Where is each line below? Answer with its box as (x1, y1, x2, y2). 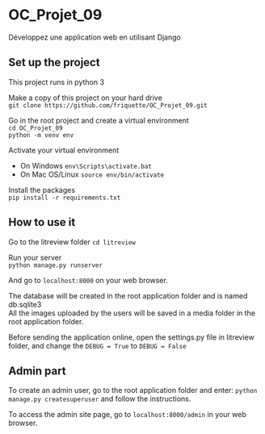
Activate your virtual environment (8, 145, 120, 155)
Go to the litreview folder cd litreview (8, 236, 136, 247)
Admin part (8, 364, 66, 378)
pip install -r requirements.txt (8, 194, 121, 202)
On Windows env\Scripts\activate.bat (19, 161, 152, 170)
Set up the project (8, 56, 100, 69)
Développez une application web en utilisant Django (8, 32, 182, 42)
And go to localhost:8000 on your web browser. (8, 275, 168, 285)
